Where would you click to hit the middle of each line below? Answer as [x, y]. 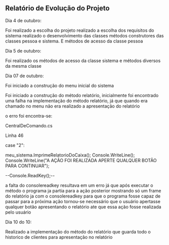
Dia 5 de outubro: [23, 51]
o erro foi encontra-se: [29, 116]
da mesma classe [23, 66]
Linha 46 [14, 135]
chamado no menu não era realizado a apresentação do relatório [73, 106]
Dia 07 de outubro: [24, 76]
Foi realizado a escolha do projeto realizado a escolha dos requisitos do [80, 30]
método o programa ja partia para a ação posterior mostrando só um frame [83, 190]
